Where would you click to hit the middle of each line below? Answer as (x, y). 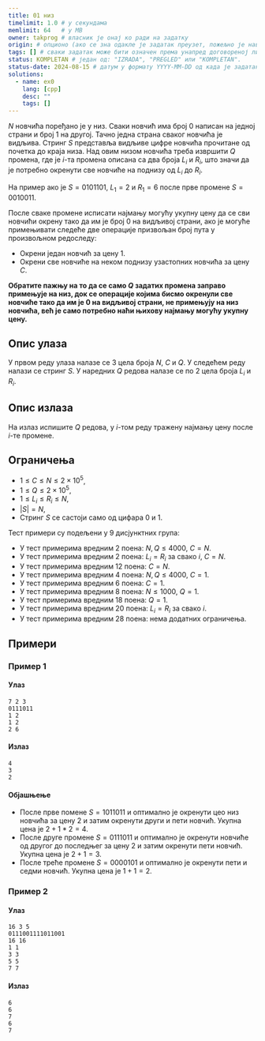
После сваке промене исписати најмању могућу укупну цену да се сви (129, 212)
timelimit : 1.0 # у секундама (58, 23)
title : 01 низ (32, 15)
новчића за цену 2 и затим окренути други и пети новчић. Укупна (131, 821)
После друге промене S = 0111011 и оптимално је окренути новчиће (134, 837)
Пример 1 (27, 666)
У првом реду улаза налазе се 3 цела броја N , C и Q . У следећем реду (127, 363)
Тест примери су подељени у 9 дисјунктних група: (94, 532)
